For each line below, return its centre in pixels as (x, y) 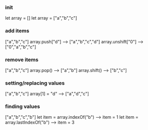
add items (17, 31)
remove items (22, 60)
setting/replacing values (35, 83)
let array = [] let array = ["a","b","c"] (41, 18)
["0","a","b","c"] (21, 47)
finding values (23, 106)
